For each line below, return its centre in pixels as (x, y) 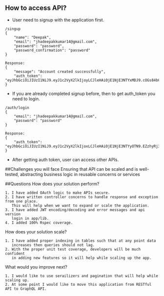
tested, (12, 174)
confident (15, 253)
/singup (13, 29)
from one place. (21, 201)
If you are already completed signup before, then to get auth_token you (83, 93)
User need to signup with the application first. (58, 20)
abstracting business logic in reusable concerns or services (80, 174)
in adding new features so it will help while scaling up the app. (82, 258)
